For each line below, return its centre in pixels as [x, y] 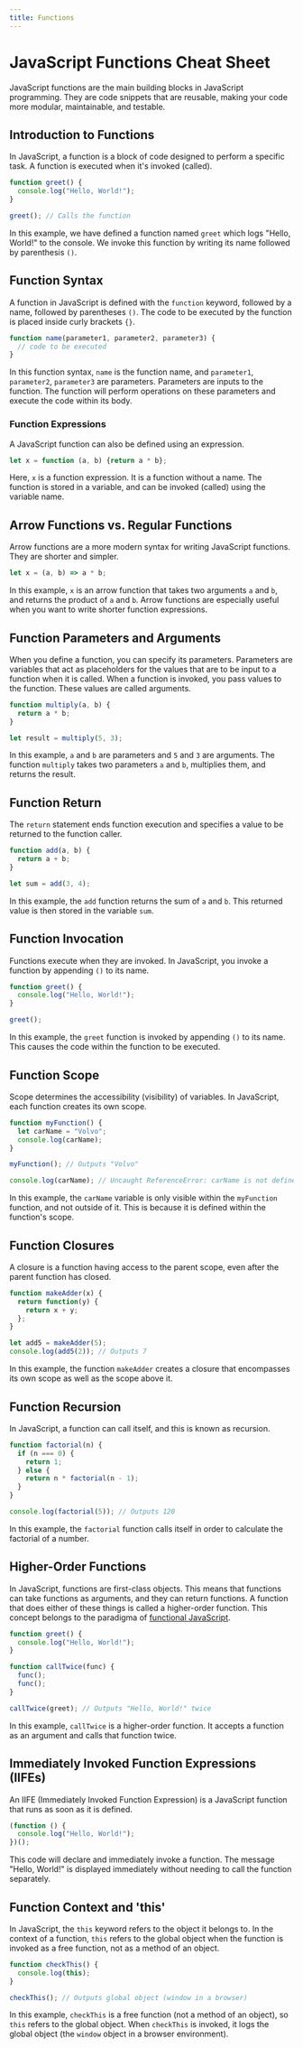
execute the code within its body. [71, 401]
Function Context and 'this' [87, 1907]
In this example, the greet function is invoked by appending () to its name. [147, 1037]
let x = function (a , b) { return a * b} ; [88, 460]
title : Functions [42, 18]
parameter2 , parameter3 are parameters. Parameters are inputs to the [137, 382]
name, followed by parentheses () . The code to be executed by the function [151, 311]
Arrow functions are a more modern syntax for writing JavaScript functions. [150, 547]
